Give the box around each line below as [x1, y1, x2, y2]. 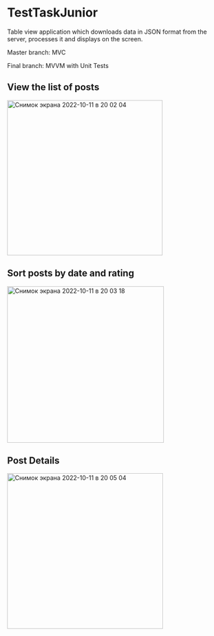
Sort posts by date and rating [7, 267, 134, 279]
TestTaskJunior [7, 5, 98, 21]
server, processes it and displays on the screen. [7, 34, 143, 43]
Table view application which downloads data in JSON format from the [7, 28, 208, 36]
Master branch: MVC [7, 48, 66, 56]
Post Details [7, 454, 60, 466]
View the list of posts [7, 81, 100, 94]
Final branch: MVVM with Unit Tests [7, 61, 109, 69]
